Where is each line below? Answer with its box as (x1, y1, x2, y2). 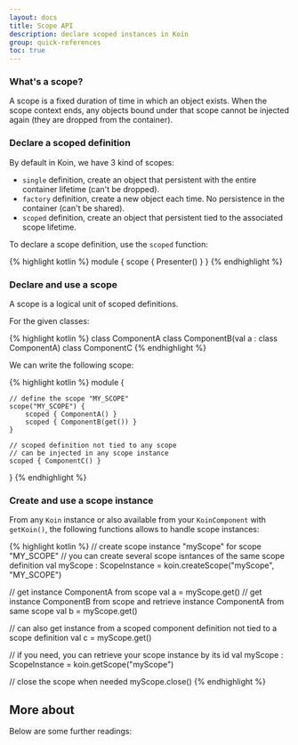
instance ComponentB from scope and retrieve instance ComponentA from (9, 596, 285, 607)
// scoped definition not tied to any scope (9, 441, 177, 450)
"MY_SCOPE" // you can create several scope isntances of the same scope (9, 551, 285, 562)
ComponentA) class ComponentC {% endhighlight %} (9, 343, 207, 353)
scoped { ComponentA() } (25, 410, 117, 419)
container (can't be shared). (21, 202, 125, 214)
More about (9, 702, 76, 717)
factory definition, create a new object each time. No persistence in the (21, 193, 285, 204)
